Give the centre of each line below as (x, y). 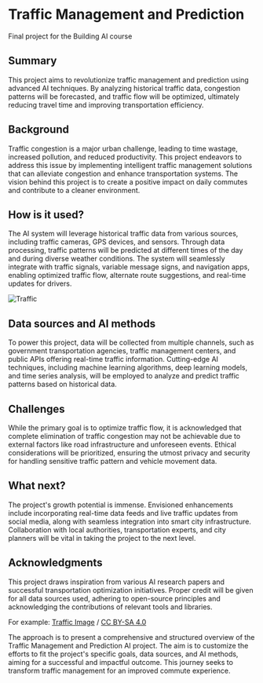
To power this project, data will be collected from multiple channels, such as (131, 342)
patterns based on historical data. (63, 384)
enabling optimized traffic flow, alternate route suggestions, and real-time (127, 276)
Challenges (37, 409)
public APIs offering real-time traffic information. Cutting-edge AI (113, 360)
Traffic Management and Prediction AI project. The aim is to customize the (128, 645)
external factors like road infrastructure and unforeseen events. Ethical (122, 444)
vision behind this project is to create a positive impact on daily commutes (128, 181)
